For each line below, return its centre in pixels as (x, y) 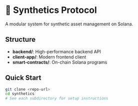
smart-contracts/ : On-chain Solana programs (60, 62)
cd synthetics (20, 94)
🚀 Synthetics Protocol (51, 10)
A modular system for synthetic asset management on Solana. (69, 24)
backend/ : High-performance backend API (56, 51)
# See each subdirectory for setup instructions (57, 99)
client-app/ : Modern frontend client (49, 57)
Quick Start (23, 78)
